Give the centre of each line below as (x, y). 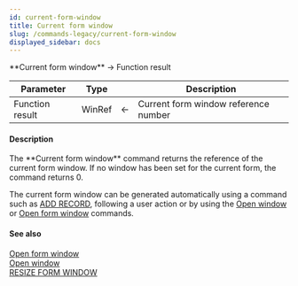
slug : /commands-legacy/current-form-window (93, 34)
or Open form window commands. (72, 213)
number (154, 115)
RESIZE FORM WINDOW (53, 272)
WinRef (97, 110)
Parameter (43, 89)
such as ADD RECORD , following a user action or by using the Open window (148, 204)
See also (25, 234)
